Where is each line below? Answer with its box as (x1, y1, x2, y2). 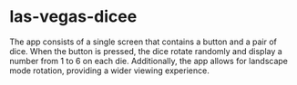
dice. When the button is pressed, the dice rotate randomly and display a (9, 45, 282, 56)
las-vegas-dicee (9, 6, 138, 27)
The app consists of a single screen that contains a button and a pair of (9, 36, 278, 47)
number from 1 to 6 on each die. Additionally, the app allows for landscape (9, 55, 289, 66)
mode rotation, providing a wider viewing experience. (9, 65, 210, 76)
